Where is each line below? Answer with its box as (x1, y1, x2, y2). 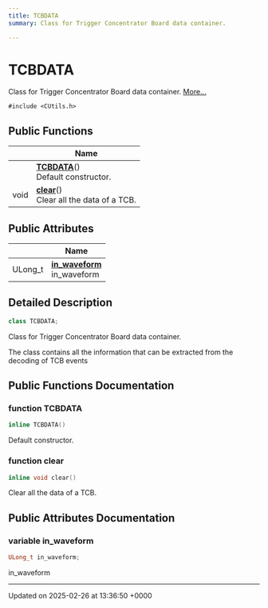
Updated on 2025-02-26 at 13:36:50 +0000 (8, 591, 153, 601)
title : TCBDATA (8, 11, 59, 20)
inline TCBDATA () (8, 421, 66, 429)
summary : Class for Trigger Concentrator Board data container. (8, 19, 227, 27)
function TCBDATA (8, 403, 82, 414)
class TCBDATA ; (8, 317, 59, 325)
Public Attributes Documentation (8, 511, 175, 525)
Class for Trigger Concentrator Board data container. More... (8, 87, 207, 97)
